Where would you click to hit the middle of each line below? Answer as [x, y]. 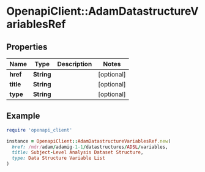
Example [23, 116]
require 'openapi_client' [39, 130]
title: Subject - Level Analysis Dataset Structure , [78, 152]
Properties [27, 47]
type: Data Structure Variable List [58, 158]
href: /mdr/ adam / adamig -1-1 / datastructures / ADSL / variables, [90, 147]
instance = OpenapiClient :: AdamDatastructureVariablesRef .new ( [89, 141]
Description [75, 64]
